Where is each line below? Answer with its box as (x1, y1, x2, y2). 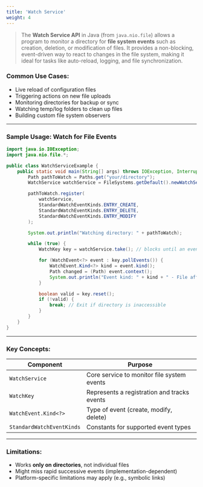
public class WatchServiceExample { (6, 163, 98, 169)
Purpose (127, 360, 153, 369)
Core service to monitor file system (86, 371, 186, 379)
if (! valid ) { (38, 297, 74, 303)
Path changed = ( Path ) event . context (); (49, 268, 153, 275)
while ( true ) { (28, 241, 66, 247)
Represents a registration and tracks (86, 388, 189, 397)
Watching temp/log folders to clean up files (14, 105, 123, 112)
